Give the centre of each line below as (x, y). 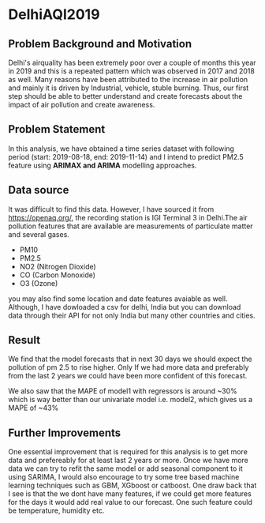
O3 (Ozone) (39, 283)
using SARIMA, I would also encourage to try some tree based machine (124, 477)
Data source (39, 190)
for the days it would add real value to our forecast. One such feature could (130, 502)
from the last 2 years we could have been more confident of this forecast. (128, 376)
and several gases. (39, 234)
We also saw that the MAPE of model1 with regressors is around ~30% (123, 391)
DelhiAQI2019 (54, 15)
